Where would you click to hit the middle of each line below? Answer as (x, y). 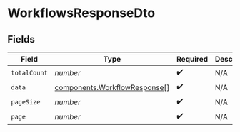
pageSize (26, 102)
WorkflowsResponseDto (81, 13)
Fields (21, 39)
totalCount (29, 73)
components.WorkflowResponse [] (112, 87)
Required (192, 59)
